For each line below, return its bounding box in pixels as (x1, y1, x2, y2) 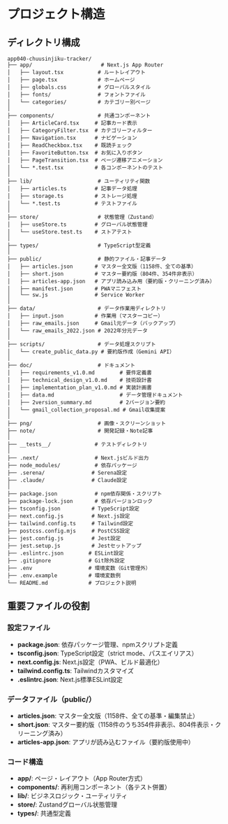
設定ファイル (7, 623, 51, 633)
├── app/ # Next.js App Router (7, 62, 164, 69)
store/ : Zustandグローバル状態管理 (17, 800, 118, 809)
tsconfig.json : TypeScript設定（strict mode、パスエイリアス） (17, 648, 198, 658)
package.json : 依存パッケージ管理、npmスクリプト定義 (17, 640, 178, 648)
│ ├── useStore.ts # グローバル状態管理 (7, 221, 148, 228)
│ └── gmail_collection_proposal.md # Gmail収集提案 (7, 406, 166, 413)
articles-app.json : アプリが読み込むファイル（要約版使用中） (17, 737, 195, 746)
